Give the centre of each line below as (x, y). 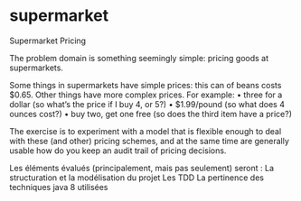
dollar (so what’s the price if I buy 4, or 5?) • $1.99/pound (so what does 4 (147, 104)
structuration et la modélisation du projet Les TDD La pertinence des (137, 178)
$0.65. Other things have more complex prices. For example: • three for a (146, 95)
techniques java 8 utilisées (59, 187)
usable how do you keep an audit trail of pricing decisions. (118, 151)
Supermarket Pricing (48, 41)
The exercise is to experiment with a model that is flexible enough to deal (146, 131)
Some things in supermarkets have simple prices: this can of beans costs (146, 85)
